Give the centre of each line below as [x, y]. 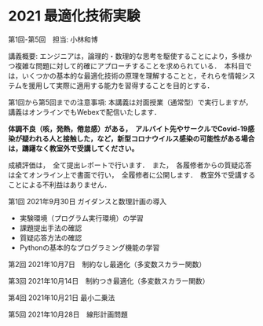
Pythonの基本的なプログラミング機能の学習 [89, 247]
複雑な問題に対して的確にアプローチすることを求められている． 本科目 [130, 66]
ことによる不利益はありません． [60, 185]
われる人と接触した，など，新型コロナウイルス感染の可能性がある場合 [142, 138]
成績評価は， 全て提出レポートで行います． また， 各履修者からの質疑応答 [130, 165]
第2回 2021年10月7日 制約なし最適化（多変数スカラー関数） [107, 264]
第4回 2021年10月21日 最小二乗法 [62, 297]
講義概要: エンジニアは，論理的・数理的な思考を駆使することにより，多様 [127, 56]
